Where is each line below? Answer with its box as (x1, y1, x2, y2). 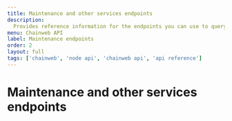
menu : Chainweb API (7, 29, 64, 36)
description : (7, 16, 45, 23)
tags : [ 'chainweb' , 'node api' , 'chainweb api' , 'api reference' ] (7, 55, 202, 62)
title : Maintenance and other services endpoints (7, 10, 153, 17)
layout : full (7, 49, 45, 56)
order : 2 (7, 42, 32, 49)
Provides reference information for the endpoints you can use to (13, 23, 209, 30)
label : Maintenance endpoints (7, 36, 95, 43)
